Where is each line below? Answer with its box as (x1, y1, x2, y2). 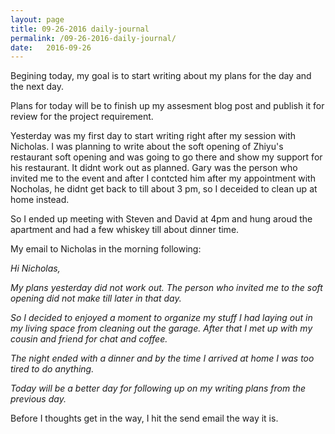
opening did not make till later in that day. (10, 292, 182, 305)
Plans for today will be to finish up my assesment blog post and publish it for (10, 100, 325, 112)
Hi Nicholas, (10, 262, 61, 275)
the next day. (10, 81, 65, 93)
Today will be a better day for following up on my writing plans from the (10, 382, 307, 395)
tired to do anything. (10, 363, 95, 375)
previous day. (10, 393, 67, 405)
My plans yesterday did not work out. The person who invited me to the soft (10, 282, 323, 294)
